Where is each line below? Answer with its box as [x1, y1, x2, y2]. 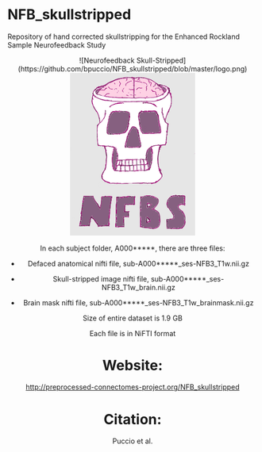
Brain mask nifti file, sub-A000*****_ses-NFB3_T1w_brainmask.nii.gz [22, 297, 254, 307]
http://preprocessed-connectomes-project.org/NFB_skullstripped [25, 382, 240, 392]
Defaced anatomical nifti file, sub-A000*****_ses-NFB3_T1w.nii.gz [27, 259, 249, 268]
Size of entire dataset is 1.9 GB [82, 313, 183, 323]
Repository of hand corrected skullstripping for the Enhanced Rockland [7, 32, 240, 41]
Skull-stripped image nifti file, [52, 274, 149, 283]
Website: [102, 356, 164, 374]
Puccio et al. [112, 436, 153, 446]
